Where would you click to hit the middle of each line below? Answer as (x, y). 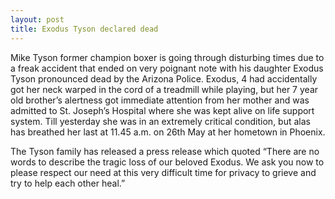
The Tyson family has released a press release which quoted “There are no (165, 151)
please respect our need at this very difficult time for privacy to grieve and (163, 172)
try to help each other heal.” (68, 183)
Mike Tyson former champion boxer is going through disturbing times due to (167, 57)
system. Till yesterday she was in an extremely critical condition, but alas (160, 121)
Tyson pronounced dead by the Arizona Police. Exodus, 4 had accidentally (164, 78)
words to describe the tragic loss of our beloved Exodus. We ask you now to (167, 162)
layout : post (37, 19)
